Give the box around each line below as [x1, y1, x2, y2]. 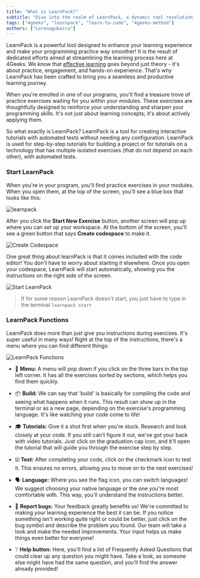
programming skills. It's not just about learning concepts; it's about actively [6, 110, 190, 117]
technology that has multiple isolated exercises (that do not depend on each [6, 147, 193, 154]
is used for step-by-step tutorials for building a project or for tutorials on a [6, 140, 187, 147]
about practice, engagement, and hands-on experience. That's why [6, 67, 172, 74]
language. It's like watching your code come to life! [14, 411, 140, 418]
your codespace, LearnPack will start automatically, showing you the [6, 265, 175, 272]
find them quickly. [14, 378, 60, 385]
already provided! [14, 565, 58, 572]
